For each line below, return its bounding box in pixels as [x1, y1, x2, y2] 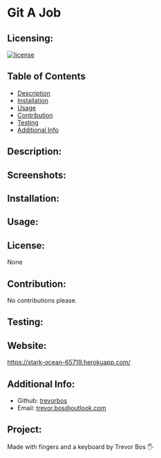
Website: [7, 340, 47, 352]
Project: [7, 423, 42, 436]
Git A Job [7, 5, 61, 21]
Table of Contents [7, 70, 86, 82]
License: [7, 240, 45, 251]
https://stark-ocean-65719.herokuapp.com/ [7, 358, 131, 367]
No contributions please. [7, 296, 77, 305]
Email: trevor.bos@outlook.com [17, 404, 106, 412]
